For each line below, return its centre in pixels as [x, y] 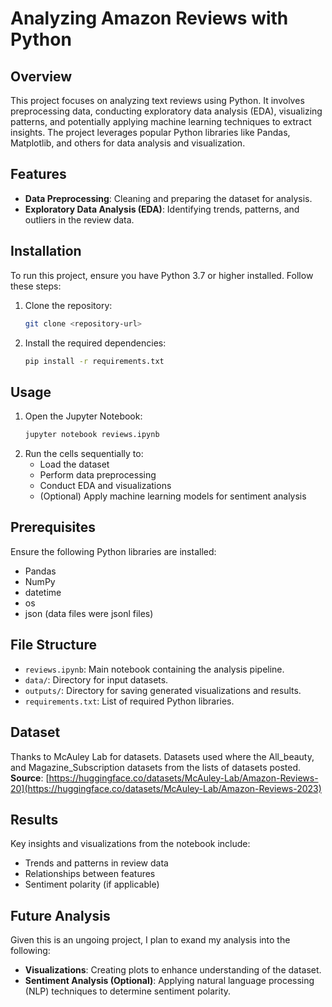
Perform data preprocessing [98, 475]
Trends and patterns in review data [96, 863]
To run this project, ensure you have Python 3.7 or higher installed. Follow [162, 275]
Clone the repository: [68, 305]
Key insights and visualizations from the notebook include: [130, 844]
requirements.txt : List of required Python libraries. [129, 701]
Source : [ [30, 778]
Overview [41, 76]
